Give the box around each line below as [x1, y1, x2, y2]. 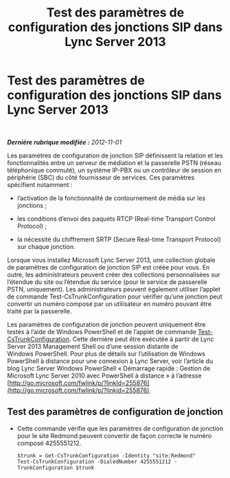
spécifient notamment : [7, 180, 73, 188]
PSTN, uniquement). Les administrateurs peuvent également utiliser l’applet [7, 285, 221, 293]
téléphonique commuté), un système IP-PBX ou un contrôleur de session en [7, 166, 222, 174]
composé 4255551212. [16, 439, 82, 447]
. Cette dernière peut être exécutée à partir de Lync [69, 335, 214, 343]
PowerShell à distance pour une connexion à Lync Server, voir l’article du [7, 356, 214, 365]
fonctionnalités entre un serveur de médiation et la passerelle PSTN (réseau [7, 158, 222, 166]
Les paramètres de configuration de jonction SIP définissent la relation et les [7, 151, 223, 160]
